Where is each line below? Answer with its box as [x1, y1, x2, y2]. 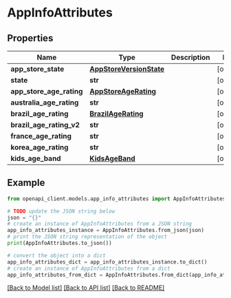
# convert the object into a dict [7, 252, 107, 259]
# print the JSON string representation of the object [7, 233, 168, 240]
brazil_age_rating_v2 [10, 120, 80, 129]
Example [7, 177, 45, 189]
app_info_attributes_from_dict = [7, 271, 103, 278]
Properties [7, 32, 54, 44]
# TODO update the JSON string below [7, 208, 115, 215]
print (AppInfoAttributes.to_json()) [7, 240, 112, 247]
